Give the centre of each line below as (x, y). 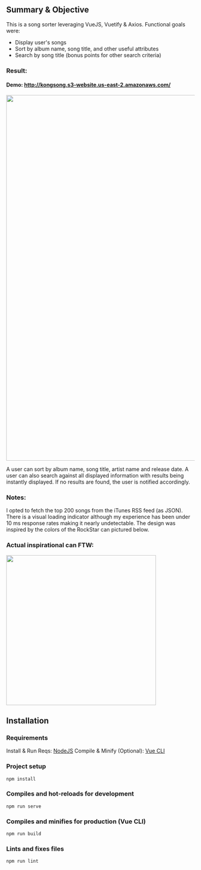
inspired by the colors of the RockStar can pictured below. (78, 530)
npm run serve (24, 806)
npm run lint (22, 861)
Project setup (26, 766)
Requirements (27, 737)
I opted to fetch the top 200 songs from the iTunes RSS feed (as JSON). (95, 511)
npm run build (24, 834)
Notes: (16, 497)
